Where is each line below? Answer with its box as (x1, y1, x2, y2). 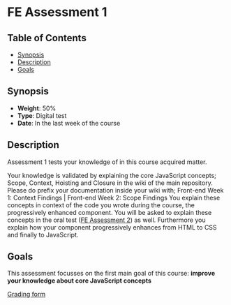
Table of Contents (7, 32, 87, 44)
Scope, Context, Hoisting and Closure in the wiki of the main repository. (7, 179, 213, 187)
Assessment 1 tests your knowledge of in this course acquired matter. (7, 158, 207, 166)
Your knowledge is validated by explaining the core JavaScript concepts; (7, 171, 216, 179)
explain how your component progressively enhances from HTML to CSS (7, 223, 218, 231)
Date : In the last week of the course (17, 119, 121, 127)
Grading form (7, 290, 46, 299)
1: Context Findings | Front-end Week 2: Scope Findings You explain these (7, 193, 221, 202)
